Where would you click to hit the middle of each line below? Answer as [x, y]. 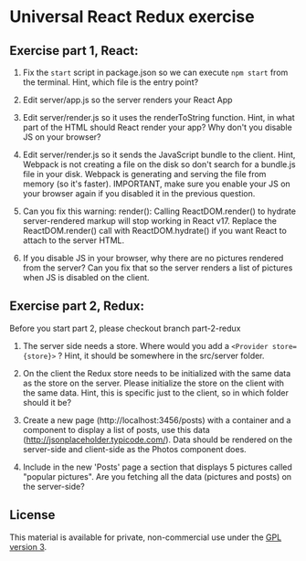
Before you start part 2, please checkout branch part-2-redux [125, 328]
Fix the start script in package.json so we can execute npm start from [155, 72]
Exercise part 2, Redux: [77, 307]
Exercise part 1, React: [74, 51]
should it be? [47, 402]
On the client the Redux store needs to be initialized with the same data [157, 373]
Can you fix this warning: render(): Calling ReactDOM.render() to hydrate [159, 211]
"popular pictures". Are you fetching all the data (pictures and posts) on [157, 476]
